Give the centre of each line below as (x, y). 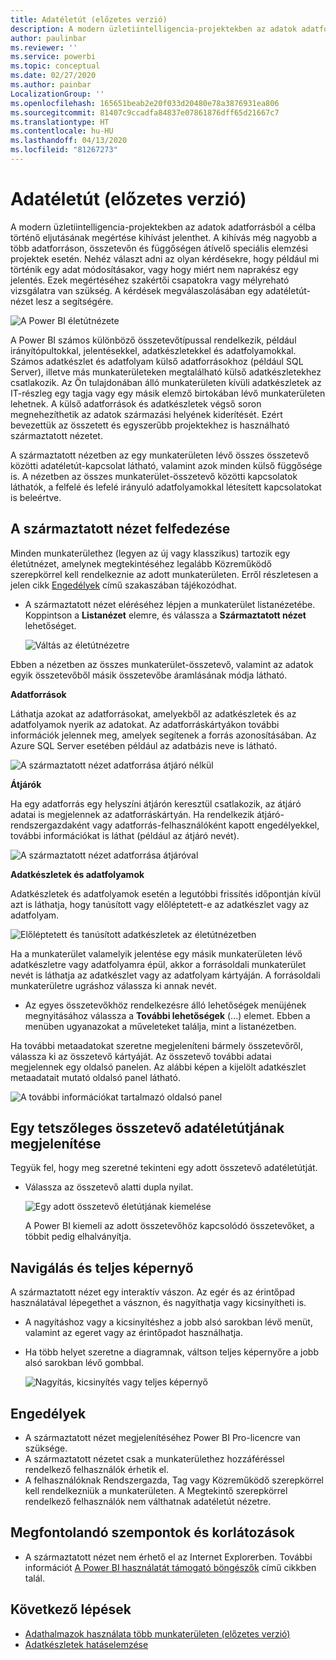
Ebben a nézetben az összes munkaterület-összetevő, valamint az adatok (162, 664)
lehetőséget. (50, 625)
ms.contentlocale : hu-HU (62, 131)
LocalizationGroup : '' (57, 94)
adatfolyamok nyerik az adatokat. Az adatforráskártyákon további (145, 724)
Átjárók (26, 784)
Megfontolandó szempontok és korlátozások (152, 1532)
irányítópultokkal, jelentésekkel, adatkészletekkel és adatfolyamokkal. (153, 350)
